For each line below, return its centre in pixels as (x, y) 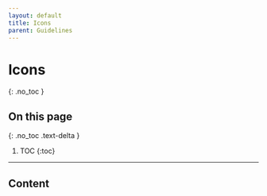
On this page (41, 116)
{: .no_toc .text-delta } (44, 136)
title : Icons (30, 23)
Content (29, 183)
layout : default (35, 15)
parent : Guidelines (41, 30)
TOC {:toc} (37, 151)
